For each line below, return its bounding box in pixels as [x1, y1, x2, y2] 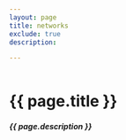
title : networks [9, 21, 69, 30]
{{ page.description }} [9, 121, 93, 132]
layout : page [9, 12, 57, 22]
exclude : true [9, 29, 62, 38]
